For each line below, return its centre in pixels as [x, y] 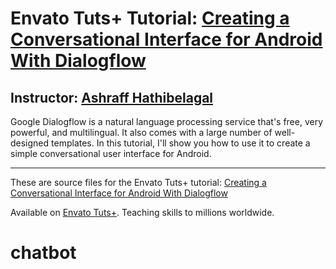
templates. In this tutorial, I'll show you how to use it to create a [181, 143]
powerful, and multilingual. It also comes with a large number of [141, 132]
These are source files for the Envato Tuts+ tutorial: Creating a [138, 182]
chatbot [43, 253]
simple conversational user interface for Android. [111, 153]
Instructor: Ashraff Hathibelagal [112, 97]
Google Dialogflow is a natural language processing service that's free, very [167, 121]
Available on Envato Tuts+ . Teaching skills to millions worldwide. [142, 212]
